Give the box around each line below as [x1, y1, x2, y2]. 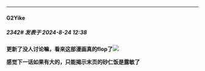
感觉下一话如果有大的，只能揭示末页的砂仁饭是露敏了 [6, 58, 140, 66]
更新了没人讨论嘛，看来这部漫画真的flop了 [6, 45, 113, 52]
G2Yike [6, 14, 26, 21]
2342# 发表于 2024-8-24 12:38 [6, 29, 87, 36]
